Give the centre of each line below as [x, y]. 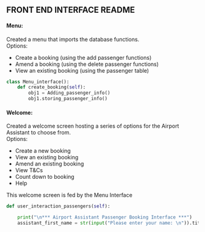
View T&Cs [29, 170]
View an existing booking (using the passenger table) [82, 70]
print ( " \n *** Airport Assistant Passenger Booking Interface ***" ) [105, 217]
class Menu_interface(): [38, 82]
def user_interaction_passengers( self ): [59, 206]
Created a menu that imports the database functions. [73, 39]
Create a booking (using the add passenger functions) [83, 57]
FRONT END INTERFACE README [71, 10]
